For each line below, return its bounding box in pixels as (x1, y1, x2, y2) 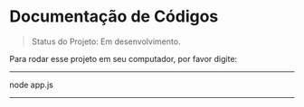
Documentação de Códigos (9, 6, 219, 27)
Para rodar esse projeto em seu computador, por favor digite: (9, 53, 238, 64)
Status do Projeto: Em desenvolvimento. (31, 36, 181, 47)
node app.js (9, 79, 54, 90)
